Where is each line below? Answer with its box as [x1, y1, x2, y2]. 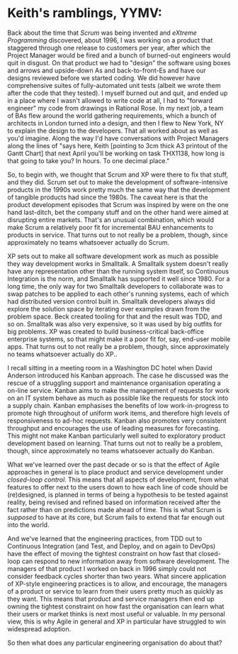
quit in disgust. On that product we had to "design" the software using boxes [7, 58, 231, 67]
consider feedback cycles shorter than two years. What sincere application [7, 572, 227, 580]
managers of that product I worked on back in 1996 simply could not [7, 564, 207, 572]
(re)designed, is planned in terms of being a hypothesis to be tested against [7, 490, 229, 499]
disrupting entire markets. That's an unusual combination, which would [7, 215, 215, 224]
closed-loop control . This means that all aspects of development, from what [7, 475, 229, 484]
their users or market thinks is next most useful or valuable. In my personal [7, 609, 225, 618]
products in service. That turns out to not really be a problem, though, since [7, 231, 228, 239]
